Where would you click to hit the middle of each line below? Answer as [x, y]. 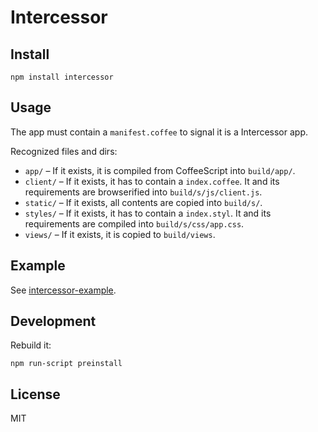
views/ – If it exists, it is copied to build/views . [120, 234]
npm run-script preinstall [66, 364]
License [35, 394]
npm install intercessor [62, 77]
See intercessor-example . [63, 290]
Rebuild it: [31, 345]
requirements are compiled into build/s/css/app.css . [134, 223]
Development [53, 321]
